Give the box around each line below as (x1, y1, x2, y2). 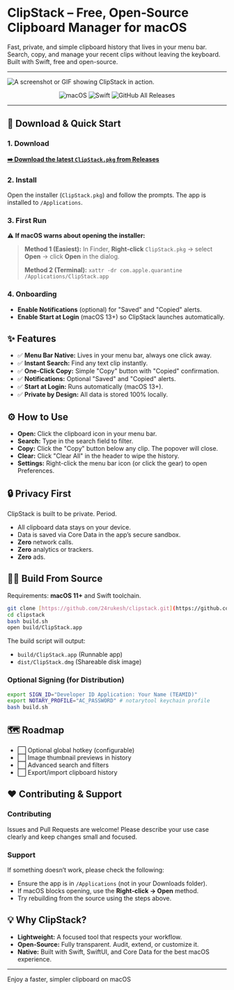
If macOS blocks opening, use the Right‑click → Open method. (17, 886, 199, 895)
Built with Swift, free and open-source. (7, 57, 118, 65)
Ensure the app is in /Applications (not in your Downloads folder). (17, 879, 208, 888)
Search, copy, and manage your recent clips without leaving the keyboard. (7, 50, 221, 59)
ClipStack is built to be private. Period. (7, 509, 117, 518)
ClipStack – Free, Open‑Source (7, 5, 189, 21)
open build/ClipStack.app (7, 624, 82, 631)
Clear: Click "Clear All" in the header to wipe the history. (17, 451, 180, 461)
